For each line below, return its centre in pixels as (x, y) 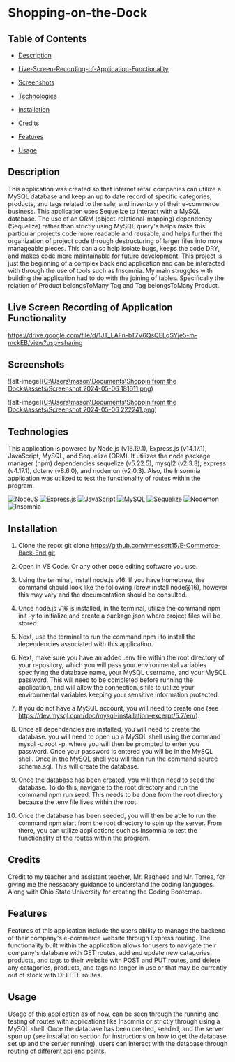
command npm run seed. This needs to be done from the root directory (121, 795)
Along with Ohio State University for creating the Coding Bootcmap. (105, 892)
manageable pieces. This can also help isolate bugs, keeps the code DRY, (114, 248)
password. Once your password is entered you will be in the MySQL (115, 752)
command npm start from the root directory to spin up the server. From (120, 823)
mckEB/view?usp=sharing (45, 342)
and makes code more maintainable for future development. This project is (115, 256)
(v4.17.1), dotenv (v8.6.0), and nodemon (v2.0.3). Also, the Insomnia (104, 471)
